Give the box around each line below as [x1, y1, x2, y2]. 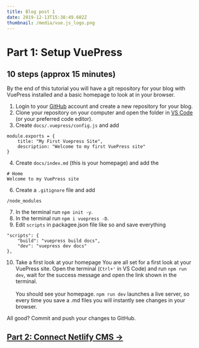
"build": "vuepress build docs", [17, 238, 101, 244]
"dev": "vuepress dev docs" [17, 243, 87, 249]
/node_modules [7, 198, 42, 204]
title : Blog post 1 [7, 8, 55, 15]
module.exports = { [7, 133, 55, 139]
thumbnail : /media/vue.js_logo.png [7, 20, 95, 26]
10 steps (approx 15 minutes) [7, 69, 116, 79]
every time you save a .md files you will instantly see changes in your [15, 297, 185, 304]
